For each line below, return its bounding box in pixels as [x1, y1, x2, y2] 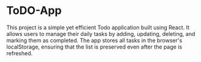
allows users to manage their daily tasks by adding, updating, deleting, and [6, 30, 195, 37]
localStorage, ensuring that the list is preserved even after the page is [6, 43, 183, 50]
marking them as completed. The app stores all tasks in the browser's [6, 36, 183, 44]
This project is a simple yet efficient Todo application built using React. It [6, 24, 190, 31]
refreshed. [6, 49, 33, 57]
